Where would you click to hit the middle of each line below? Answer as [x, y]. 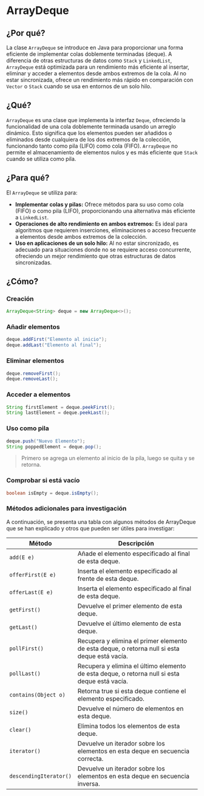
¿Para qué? [28, 178]
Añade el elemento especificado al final [134, 554]
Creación [20, 298]
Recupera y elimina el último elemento [132, 666]
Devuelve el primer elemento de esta [130, 606]
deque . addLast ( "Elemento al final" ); [54, 345]
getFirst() [25, 609]
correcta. [90, 758]
